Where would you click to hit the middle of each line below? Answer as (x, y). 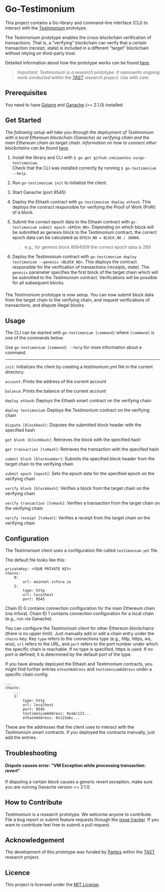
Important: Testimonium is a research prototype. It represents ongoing (88, 72)
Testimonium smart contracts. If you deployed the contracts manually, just (80, 733)
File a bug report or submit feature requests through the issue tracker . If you (82, 819)
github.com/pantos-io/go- (120, 158)
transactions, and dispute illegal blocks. (45, 305)
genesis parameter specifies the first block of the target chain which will (85, 272)
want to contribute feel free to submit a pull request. (58, 825)
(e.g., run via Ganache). (29, 619)
